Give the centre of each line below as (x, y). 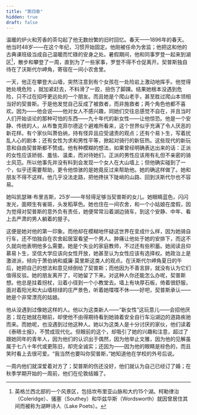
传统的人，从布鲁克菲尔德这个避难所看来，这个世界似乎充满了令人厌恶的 (103, 126)
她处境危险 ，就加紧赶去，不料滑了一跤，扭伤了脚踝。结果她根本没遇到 (91, 89)
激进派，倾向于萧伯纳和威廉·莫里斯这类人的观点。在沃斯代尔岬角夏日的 (92, 261)
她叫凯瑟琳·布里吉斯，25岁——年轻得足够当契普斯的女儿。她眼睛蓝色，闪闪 (97, 197)
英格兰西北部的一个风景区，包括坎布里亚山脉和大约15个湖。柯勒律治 (97, 392)
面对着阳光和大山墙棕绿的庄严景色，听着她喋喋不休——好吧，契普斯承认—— (98, 290)
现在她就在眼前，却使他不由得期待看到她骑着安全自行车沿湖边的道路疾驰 (103, 317)
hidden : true (22, 17)
